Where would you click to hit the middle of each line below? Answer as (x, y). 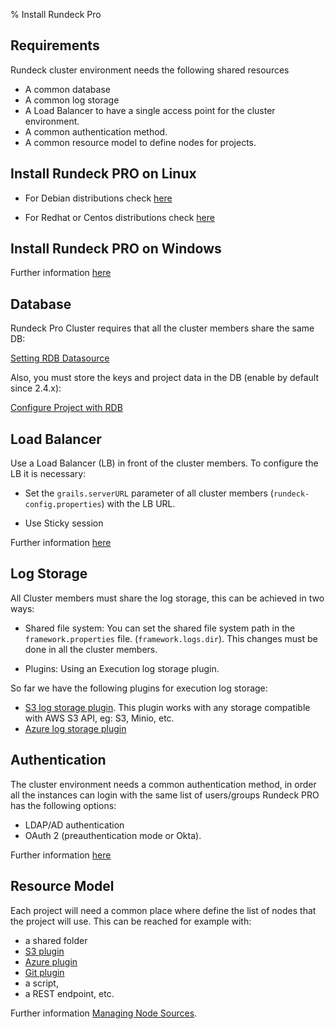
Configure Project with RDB (66, 408)
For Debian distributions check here (98, 198)
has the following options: (63, 805)
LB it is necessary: (48, 474)
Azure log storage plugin (75, 728)
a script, (41, 983)
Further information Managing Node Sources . (104, 1013)
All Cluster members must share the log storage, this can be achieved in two (167, 598)
